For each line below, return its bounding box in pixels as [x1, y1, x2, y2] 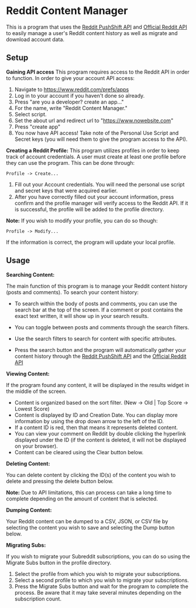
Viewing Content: [6, 370, 50, 377]
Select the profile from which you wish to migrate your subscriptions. [14, 570, 181, 577]
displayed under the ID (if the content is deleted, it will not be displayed [14, 436, 186, 443]
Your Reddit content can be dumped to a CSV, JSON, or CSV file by [6, 517, 169, 524]
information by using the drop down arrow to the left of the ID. [14, 417, 164, 424]
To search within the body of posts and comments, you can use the [14, 300, 177, 307]
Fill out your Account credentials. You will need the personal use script [14, 181, 185, 188]
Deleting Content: [6, 460, 50, 467]
